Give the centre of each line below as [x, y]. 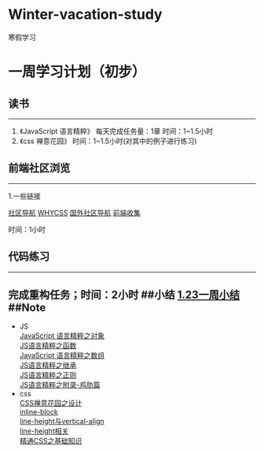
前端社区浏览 [39, 168]
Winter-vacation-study [85, 15]
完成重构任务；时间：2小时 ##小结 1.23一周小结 [124, 295]
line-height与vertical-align [62, 422]
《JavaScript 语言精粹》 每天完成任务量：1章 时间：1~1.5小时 [116, 131]
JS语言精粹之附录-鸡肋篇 [60, 385]
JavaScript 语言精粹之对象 [62, 336]
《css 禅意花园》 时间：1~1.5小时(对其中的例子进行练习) [108, 141]
